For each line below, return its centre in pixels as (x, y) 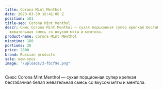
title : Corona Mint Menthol (33, 9)
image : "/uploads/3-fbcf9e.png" (38, 63)
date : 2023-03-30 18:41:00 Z (34, 14)
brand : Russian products (30, 54)
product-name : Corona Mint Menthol (41, 37)
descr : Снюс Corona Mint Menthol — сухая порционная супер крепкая (75, 28)
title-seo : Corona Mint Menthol (38, 23)
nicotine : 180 (19, 41)
